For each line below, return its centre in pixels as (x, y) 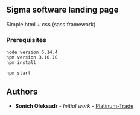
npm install (21, 63)
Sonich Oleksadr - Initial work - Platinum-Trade (74, 106)
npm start (19, 73)
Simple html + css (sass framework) (51, 24)
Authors (22, 91)
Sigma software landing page (62, 10)
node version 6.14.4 (32, 52)
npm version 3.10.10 (32, 57)
